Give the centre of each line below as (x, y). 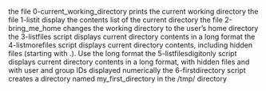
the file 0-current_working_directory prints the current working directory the (133, 11)
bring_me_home (35, 28)
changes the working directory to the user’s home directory (161, 28)
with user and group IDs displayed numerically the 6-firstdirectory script (127, 70)
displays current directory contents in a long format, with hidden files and (129, 62)
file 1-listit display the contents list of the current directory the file (116, 20)
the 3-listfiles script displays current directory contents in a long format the (132, 36)
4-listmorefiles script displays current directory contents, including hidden (131, 45)
